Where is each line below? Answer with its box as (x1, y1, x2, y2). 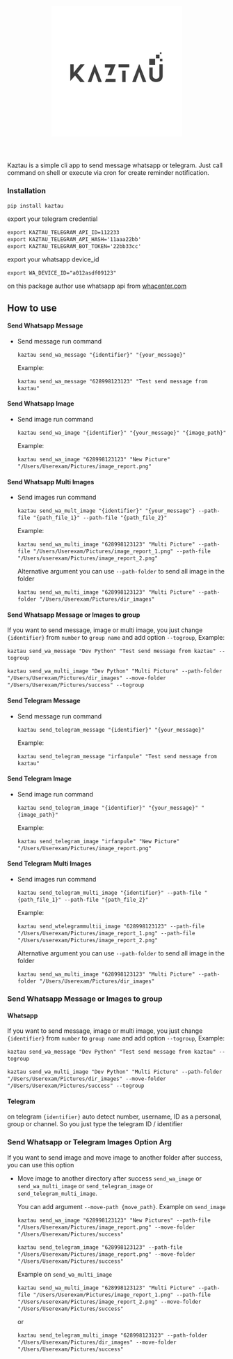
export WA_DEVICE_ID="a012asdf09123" (7, 270, 117, 277)
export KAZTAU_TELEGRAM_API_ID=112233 (7, 229, 120, 236)
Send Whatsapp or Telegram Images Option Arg (7, 1137, 172, 1147)
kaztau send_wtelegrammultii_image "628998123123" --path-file (17, 923, 205, 930)
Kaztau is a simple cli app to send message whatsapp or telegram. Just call (7, 161, 223, 169)
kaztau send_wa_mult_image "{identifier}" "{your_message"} (17, 507, 195, 514)
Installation (7, 185, 47, 195)
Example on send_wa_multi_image (17, 1270, 113, 1278)
